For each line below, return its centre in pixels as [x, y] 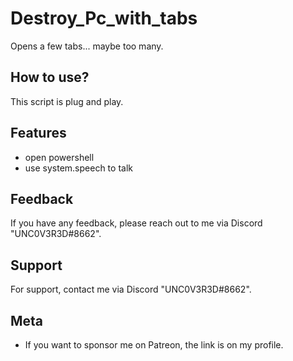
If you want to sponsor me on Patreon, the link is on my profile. [154, 345]
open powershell [59, 157]
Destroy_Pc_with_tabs [104, 18]
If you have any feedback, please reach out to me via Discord [136, 223]
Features [38, 133]
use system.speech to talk [78, 168]
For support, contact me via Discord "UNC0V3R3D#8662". [131, 289]
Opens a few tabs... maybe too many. [87, 46]
